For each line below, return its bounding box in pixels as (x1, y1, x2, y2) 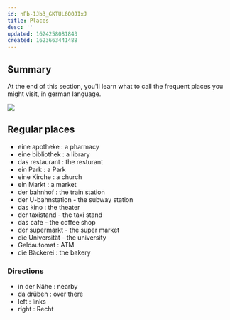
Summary (7, 63, 52, 75)
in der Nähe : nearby (17, 282, 78, 291)
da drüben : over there (17, 289, 84, 299)
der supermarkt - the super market (17, 225, 120, 234)
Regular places (7, 124, 75, 136)
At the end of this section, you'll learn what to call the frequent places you (7, 82, 224, 90)
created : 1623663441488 (7, 37, 78, 44)
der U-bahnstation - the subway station (17, 195, 133, 203)
